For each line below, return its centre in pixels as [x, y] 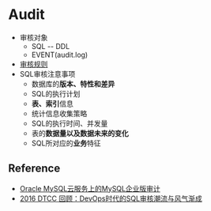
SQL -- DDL [51, 46]
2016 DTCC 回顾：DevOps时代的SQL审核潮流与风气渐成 [111, 198]
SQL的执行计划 [56, 93]
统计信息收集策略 [59, 113]
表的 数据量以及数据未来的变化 [80, 133]
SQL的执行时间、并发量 [70, 123]
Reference [34, 169]
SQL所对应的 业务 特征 [66, 143]
